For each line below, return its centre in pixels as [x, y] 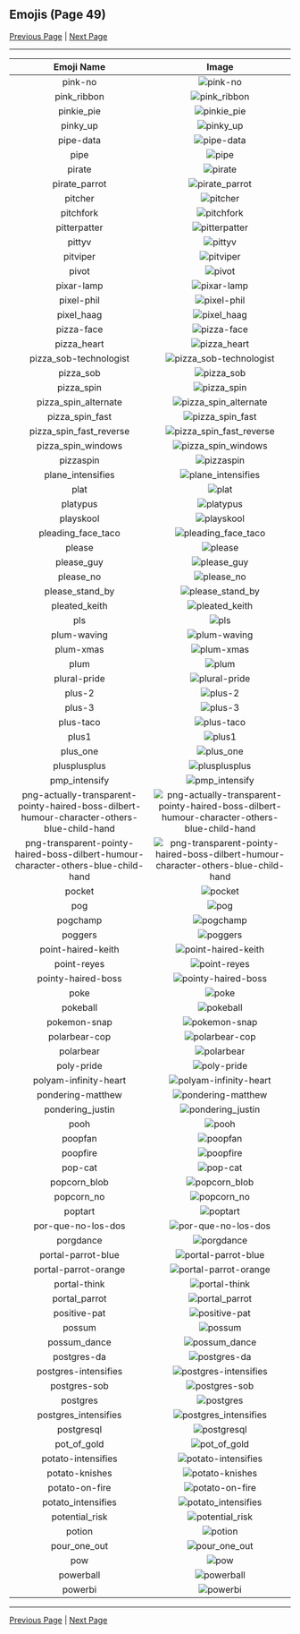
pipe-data [79, 140]
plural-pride [79, 678]
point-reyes [79, 963]
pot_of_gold [79, 1443]
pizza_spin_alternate [80, 402]
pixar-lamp [79, 286]
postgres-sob [79, 1385]
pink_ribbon [79, 96]
